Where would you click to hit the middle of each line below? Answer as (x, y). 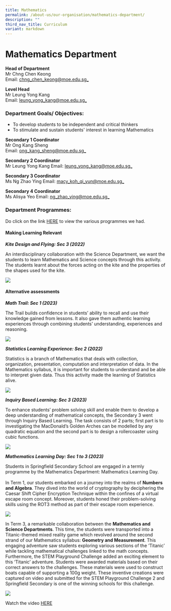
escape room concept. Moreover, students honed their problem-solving (81, 499)
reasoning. (17, 329)
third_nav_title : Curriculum (36, 24)
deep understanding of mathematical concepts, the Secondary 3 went (79, 415)
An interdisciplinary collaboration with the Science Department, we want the (85, 254)
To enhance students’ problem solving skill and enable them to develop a (82, 410)
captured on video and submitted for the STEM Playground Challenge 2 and (85, 578)
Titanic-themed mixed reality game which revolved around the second (79, 535)
